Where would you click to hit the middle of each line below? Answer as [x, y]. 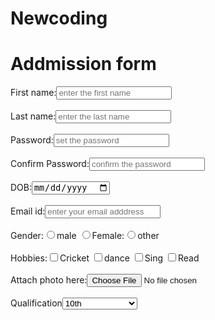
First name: [33, 93]
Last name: [33, 116]
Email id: [28, 211]
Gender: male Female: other [85, 236]
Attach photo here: [49, 280]
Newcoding [59, 18]
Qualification [36, 303]
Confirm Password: [50, 164]
